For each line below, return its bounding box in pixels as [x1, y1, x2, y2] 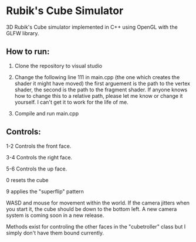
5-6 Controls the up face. [6, 165, 67, 172]
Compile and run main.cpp [14, 110, 79, 117]
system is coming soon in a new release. [6, 212, 104, 219]
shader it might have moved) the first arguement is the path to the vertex [14, 80, 191, 87]
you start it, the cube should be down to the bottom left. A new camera [6, 205, 177, 212]
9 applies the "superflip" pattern [6, 188, 84, 195]
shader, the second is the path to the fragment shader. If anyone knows [14, 86, 188, 93]
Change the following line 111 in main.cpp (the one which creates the [14, 73, 180, 80]
